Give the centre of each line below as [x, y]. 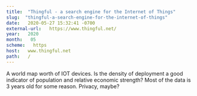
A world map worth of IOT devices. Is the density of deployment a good [95, 73]
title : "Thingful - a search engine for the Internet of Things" [91, 12]
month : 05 [21, 40]
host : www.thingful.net [38, 51]
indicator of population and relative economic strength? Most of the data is [98, 80]
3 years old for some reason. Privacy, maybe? [63, 86]
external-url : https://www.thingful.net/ [62, 28]
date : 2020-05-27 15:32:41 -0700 [51, 23]
